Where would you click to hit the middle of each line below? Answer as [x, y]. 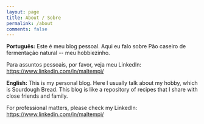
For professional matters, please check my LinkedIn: [72, 108]
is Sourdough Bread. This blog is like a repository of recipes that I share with [102, 90]
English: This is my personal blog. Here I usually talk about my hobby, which [102, 83]
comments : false [27, 29]
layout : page [23, 12]
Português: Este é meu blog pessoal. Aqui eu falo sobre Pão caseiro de [96, 46]
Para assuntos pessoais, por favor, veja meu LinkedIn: [74, 65]
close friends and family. [37, 96]
